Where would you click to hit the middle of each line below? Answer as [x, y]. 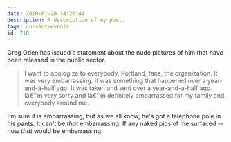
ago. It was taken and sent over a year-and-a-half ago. [134, 88]
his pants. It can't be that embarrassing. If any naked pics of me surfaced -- [115, 124]
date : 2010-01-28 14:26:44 [46, 14]
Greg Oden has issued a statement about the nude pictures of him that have [115, 53]
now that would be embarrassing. [55, 131]
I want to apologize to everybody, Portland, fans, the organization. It [121, 73]
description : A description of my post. [66, 20]
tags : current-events [38, 26]
